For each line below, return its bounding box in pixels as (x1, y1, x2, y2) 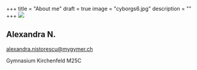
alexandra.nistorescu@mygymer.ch (6, 45, 94, 53)
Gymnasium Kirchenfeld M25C (6, 57, 82, 64)
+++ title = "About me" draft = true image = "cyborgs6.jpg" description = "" (6, 5, 192, 12)
